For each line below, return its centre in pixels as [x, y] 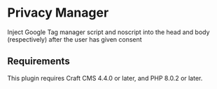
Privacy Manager [58, 13]
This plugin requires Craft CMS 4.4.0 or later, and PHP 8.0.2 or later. [105, 78]
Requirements [38, 62]
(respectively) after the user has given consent [75, 39]
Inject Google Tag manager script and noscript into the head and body [108, 32]
